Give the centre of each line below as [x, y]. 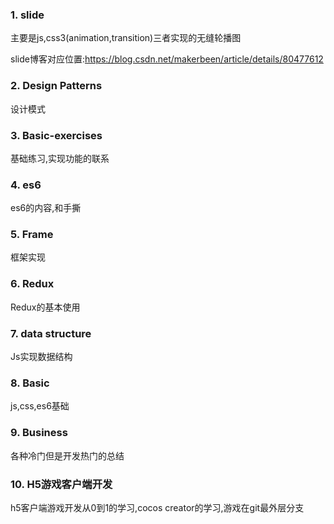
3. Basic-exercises [56, 135]
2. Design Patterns [56, 86]
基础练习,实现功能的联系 [60, 158]
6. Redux [32, 284]
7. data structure [51, 333]
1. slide [27, 15]
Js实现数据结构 [41, 357]
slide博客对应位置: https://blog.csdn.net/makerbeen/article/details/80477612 [167, 59]
